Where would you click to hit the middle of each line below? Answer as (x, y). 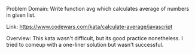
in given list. (21, 15)
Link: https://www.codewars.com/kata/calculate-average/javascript (89, 27)
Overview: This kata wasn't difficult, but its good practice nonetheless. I (95, 38)
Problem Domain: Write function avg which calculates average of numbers (98, 9)
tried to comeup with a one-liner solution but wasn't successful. (85, 45)
